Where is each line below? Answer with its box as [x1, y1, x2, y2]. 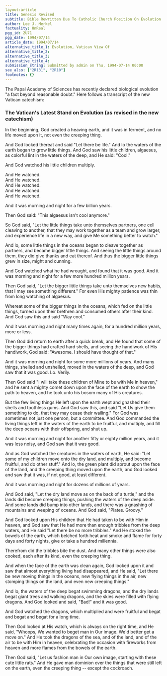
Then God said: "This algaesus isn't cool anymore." [5, 212, 110, 218]
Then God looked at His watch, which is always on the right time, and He [5, 624, 154, 630]
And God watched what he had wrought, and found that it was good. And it [5, 268, 159, 274]
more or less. [5, 329, 32, 335]
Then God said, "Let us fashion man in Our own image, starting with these [5, 655, 157, 661]
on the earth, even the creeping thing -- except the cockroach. [5, 665, 134, 671]
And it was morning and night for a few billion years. [5, 203, 112, 209]
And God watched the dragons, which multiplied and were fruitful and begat [5, 609, 161, 615]
